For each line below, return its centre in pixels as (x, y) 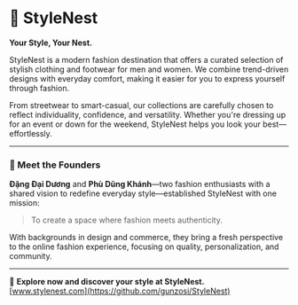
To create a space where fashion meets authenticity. (127, 220)
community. (31, 256)
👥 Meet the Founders (55, 165)
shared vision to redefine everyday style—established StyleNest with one (143, 193)
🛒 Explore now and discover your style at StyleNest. (107, 282)
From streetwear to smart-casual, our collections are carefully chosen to (141, 105)
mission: (24, 203)
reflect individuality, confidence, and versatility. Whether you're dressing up (148, 114)
